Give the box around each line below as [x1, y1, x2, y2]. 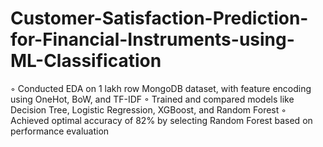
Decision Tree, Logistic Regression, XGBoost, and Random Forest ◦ [10, 103, 287, 116]
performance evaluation [10, 125, 110, 137]
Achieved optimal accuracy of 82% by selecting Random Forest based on [10, 114, 313, 126]
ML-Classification [10, 50, 162, 72]
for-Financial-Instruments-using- [10, 28, 295, 51]
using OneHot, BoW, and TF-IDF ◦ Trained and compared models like [10, 93, 295, 105]
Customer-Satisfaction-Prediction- [10, 7, 309, 30]
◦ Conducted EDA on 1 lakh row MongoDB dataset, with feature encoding [10, 82, 312, 94]
